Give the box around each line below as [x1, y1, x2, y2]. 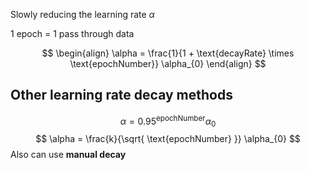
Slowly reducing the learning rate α [10, 9, 155, 20]
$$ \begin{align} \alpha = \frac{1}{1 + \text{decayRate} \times [41, 47, 295, 59]
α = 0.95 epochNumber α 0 [119, 113, 217, 129]
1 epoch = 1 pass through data [10, 28, 135, 39]
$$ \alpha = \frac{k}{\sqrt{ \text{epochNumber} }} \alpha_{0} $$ [35, 133, 301, 145]
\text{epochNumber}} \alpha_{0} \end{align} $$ [69, 58, 267, 69]
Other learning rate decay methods [10, 87, 233, 104]
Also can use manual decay [10, 149, 127, 161]
